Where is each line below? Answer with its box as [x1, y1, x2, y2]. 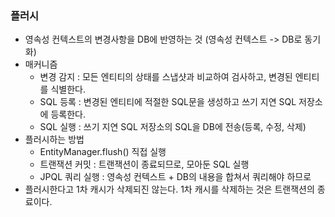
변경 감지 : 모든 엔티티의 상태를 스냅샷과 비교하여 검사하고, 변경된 [39, 71, 293, 83]
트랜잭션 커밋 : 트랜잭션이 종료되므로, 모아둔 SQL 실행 [39, 158, 250, 171]
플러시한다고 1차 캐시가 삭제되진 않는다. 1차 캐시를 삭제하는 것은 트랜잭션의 [24, 183, 315, 196]
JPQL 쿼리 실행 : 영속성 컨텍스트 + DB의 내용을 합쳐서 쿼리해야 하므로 [39, 171, 312, 183]
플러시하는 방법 [24, 133, 85, 146]
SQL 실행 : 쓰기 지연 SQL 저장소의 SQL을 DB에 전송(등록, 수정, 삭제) [39, 121, 307, 133]
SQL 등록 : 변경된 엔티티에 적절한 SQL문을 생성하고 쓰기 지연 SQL [39, 96, 297, 108]
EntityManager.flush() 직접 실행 [39, 146, 167, 158]
